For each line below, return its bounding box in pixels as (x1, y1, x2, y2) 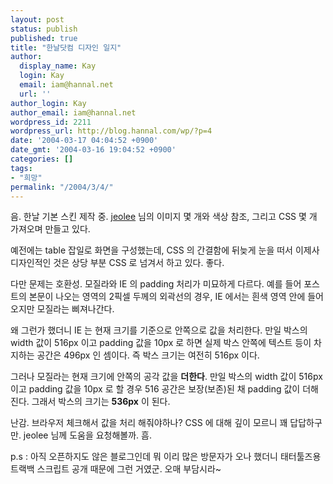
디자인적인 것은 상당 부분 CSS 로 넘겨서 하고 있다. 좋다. (10, 257, 225, 269)
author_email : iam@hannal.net (10, 107, 137, 118)
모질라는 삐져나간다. (36, 303, 115, 315)
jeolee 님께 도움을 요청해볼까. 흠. (23, 429, 153, 441)
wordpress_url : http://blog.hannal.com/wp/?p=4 (10, 126, 213, 136)
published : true (10, 33, 78, 43)
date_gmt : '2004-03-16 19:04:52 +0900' (10, 145, 177, 155)
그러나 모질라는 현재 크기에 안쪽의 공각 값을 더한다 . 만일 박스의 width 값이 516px (10, 371, 323, 383)
